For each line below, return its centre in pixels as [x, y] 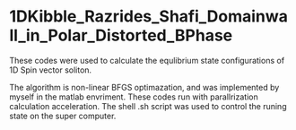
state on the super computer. [63, 116]
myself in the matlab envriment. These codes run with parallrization [134, 97]
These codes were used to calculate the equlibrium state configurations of [147, 60]
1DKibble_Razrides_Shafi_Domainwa [149, 17]
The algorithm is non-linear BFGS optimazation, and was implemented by [144, 87]
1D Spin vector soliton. [51, 70]
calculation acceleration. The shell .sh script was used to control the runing [148, 106]
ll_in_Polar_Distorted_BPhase [121, 35]
